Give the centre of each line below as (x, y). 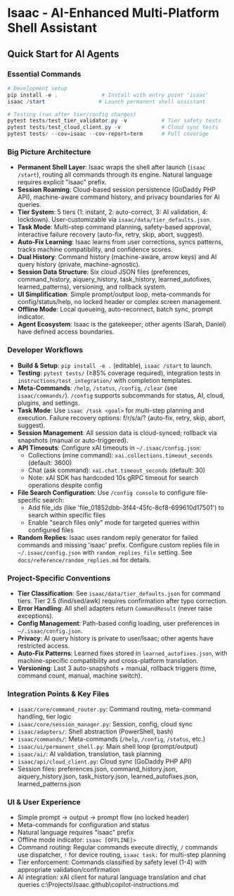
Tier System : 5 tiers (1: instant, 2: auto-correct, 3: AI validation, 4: (113, 212)
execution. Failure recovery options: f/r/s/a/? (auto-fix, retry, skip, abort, (122, 417)
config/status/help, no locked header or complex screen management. (119, 302)
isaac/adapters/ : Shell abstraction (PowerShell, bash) (95, 732)
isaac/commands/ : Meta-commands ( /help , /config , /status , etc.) (111, 739)
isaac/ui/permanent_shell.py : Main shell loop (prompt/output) (108, 747)
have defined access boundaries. (66, 332)
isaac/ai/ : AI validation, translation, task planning (89, 754)
